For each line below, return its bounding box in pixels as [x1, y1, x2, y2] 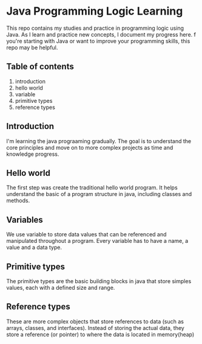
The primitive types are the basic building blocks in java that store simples [6, 278, 192, 284]
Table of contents [6, 61, 74, 72]
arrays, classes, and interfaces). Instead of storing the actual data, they [6, 324, 185, 331]
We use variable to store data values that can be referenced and [6, 231, 167, 238]
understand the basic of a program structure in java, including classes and [6, 191, 192, 198]
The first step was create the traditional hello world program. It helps [6, 184, 178, 191]
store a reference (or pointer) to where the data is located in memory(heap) [6, 331, 195, 338]
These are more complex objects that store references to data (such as [6, 318, 184, 325]
